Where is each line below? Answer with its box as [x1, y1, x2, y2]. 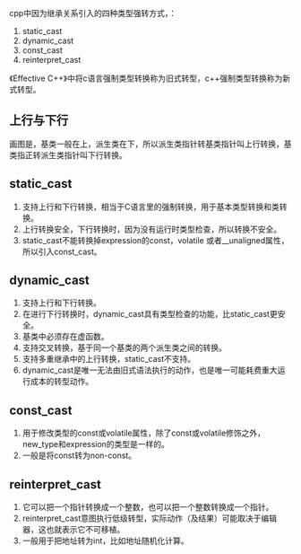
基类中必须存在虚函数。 [21, 331, 109, 342]
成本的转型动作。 [30, 376, 94, 387]
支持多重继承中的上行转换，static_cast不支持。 [21, 354, 196, 365]
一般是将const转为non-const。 [21, 450, 137, 461]
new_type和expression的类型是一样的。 [21, 439, 170, 450]
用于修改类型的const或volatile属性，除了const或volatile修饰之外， [21, 427, 266, 438]
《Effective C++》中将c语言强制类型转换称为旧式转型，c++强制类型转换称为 [9, 73, 283, 84]
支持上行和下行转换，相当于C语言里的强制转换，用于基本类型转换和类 [21, 201, 280, 212]
